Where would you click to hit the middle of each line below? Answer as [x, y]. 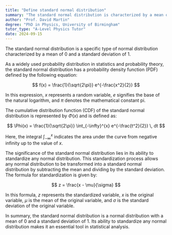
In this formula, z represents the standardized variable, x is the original [80, 195]
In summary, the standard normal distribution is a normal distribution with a [84, 216]
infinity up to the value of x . [34, 143]
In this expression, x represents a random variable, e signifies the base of [83, 95]
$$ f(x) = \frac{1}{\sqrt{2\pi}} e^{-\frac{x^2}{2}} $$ [86, 85]
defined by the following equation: [41, 75]
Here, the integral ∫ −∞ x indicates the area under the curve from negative [81, 137]
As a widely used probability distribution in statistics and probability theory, [85, 64]
